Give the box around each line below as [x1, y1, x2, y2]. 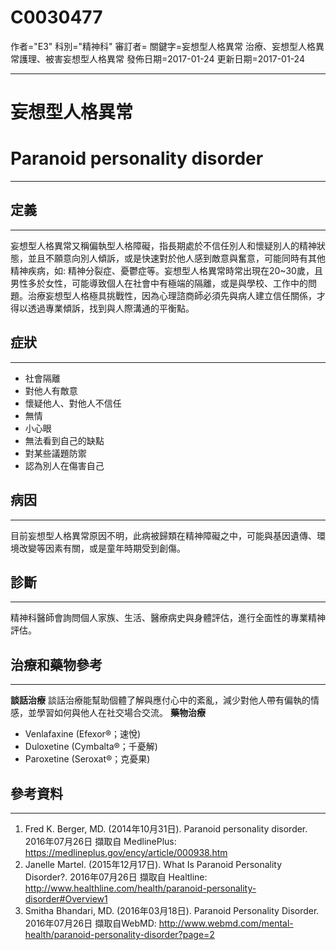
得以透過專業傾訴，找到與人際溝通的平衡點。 [10, 302, 195, 314]
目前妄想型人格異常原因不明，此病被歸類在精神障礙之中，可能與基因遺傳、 [10, 529, 317, 541]
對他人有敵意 [24, 384, 78, 396]
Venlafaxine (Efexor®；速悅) [24, 728, 142, 740]
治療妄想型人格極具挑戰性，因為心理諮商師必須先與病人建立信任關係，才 [27, 289, 326, 301]
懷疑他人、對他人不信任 [24, 397, 122, 409]
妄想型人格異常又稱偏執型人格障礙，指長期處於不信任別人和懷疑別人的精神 [10, 239, 317, 251]
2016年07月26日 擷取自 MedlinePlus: [24, 835, 177, 847]
